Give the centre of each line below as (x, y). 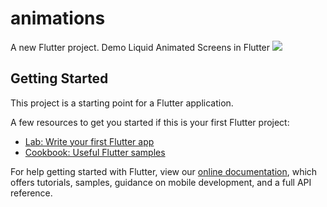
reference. (31, 193)
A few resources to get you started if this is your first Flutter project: (150, 122)
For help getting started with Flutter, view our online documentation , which (164, 171)
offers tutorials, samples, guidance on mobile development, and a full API (161, 182)
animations (58, 18)
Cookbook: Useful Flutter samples (95, 152)
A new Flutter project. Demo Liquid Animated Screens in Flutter (140, 47)
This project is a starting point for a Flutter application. (122, 103)
